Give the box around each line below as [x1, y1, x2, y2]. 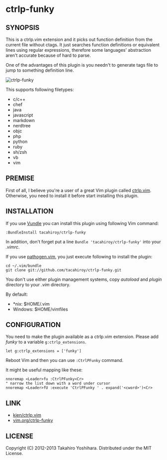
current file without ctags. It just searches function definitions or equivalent [5, 42, 160, 48]
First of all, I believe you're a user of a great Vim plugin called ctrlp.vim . [5, 187, 152, 193]
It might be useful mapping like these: [5, 367, 83, 373]
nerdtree [12, 123, 31, 128]
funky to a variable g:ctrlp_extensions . [5, 339, 86, 345]
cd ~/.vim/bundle [5, 263, 42, 268]
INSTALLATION [5, 207, 54, 216]
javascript [12, 112, 33, 118]
